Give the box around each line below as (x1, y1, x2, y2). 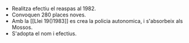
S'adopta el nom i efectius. (11, 30, 77, 37)
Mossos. (11, 24, 33, 31)
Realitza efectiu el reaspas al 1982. (11, 5, 96, 12)
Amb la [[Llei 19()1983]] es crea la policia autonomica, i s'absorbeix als (11, 18, 183, 24)
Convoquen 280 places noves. (11, 11, 87, 18)
